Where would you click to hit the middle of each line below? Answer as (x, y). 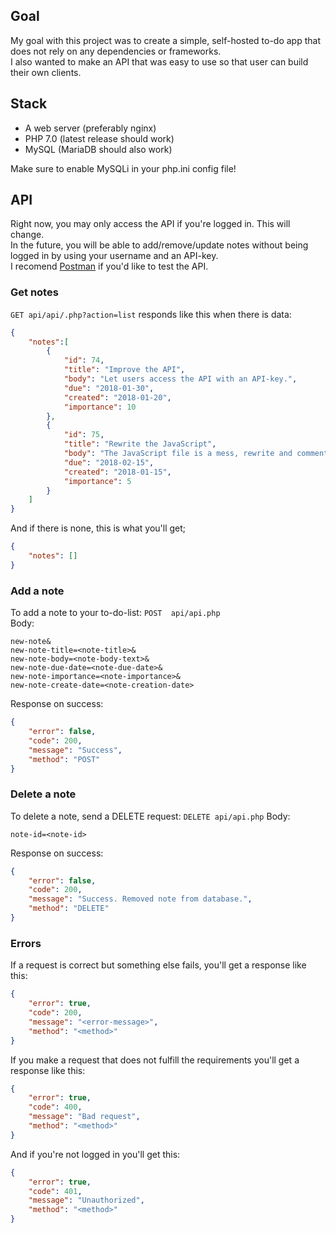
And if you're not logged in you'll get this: (95, 1154)
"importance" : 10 (100, 407)
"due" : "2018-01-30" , (109, 388)
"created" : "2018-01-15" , (117, 472)
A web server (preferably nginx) (90, 128)
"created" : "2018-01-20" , (117, 397)
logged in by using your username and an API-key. (114, 256)
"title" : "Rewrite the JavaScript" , (140, 444)
